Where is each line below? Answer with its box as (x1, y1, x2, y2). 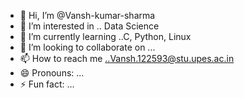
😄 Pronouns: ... (19, 67, 85, 79)
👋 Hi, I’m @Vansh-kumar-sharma (19, 10, 156, 21)
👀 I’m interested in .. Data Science (19, 20, 160, 32)
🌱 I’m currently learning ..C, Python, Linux (19, 31, 192, 42)
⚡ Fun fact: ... (19, 78, 75, 90)
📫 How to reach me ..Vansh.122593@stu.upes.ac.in (19, 53, 235, 64)
